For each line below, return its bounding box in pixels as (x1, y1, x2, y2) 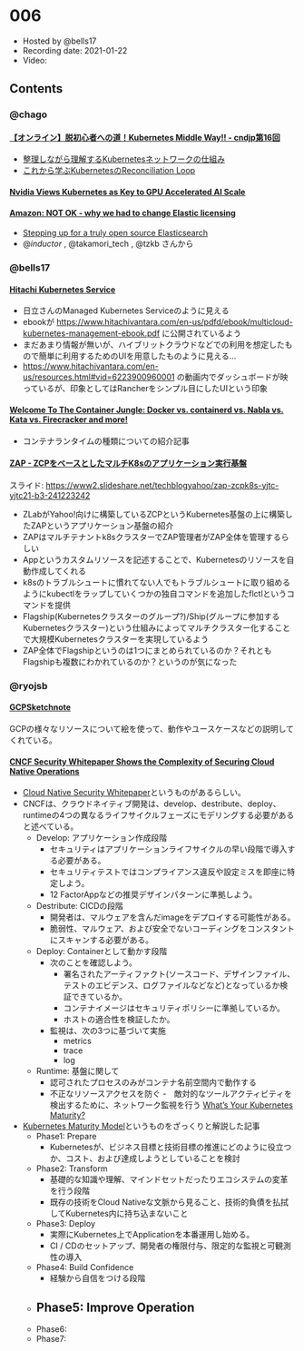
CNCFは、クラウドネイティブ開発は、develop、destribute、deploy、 (22, 798, 281, 809)
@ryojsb (9, 679, 48, 692)
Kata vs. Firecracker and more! (9, 414, 129, 425)
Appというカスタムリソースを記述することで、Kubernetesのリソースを (22, 554, 288, 565)
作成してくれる (30, 565, 86, 577)
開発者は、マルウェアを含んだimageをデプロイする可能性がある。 (49, 912, 296, 922)
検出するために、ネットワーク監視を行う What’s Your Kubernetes (49, 1100, 293, 1110)
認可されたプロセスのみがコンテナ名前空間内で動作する (49, 1077, 257, 1088)
